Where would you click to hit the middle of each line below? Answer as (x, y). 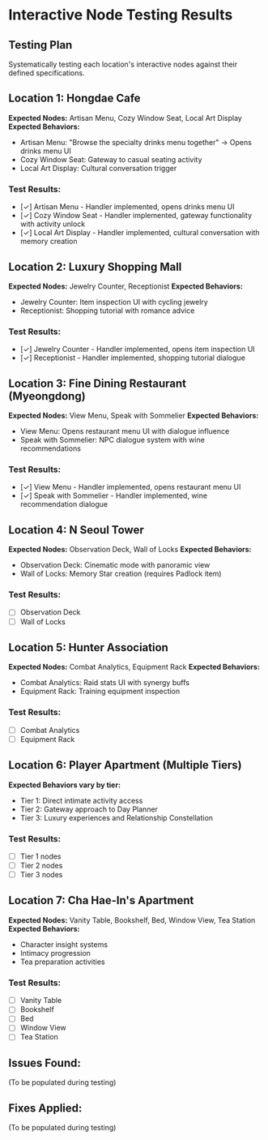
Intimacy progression (55, 953)
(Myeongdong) (47, 396)
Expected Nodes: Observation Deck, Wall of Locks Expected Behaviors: (130, 550)
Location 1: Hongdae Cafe (74, 99)
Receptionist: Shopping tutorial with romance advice (107, 311)
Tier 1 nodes (41, 856)
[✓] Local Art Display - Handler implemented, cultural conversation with (140, 233)
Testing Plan (40, 45)
